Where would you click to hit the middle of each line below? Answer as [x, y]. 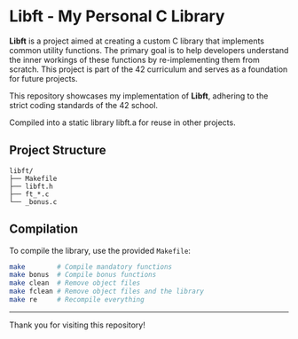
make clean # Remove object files [75, 283]
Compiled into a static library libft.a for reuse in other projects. [123, 122]
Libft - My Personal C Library [117, 16]
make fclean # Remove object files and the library [106, 292]
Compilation [43, 229]
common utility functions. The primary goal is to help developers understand [149, 50]
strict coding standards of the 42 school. [83, 105]
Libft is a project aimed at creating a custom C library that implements [137, 41]
